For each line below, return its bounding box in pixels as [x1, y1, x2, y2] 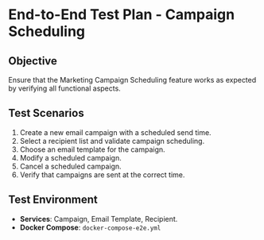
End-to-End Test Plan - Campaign [8, 6, 235, 24]
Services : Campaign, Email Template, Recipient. [19, 214, 178, 223]
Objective [8, 54, 58, 68]
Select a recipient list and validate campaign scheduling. [19, 136, 205, 145]
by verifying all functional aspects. [8, 83, 121, 93]
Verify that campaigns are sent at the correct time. [19, 169, 185, 180]
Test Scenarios [8, 106, 85, 120]
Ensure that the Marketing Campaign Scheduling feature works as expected [8, 75, 257, 84]
